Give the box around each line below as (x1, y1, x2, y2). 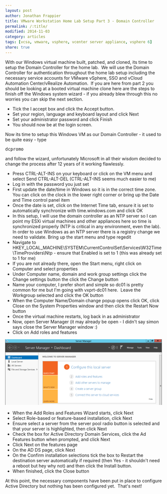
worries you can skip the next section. (5, 96, 83, 102)
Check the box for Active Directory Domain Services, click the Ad (12, 431, 147, 437)
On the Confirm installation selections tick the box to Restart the (12, 452, 144, 458)
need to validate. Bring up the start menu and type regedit (12, 234, 131, 240)
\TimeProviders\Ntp (12, 249, 53, 256)
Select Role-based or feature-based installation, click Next (12, 415, 133, 421)
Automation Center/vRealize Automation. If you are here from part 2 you (5, 80, 154, 86)
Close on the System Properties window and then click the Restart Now (12, 303, 159, 309)
